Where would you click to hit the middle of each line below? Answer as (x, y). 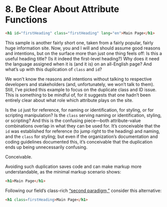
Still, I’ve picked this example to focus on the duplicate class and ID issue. (81, 89)
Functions (26, 20)
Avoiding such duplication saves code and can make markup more (74, 166)
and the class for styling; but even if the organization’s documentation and (82, 136)
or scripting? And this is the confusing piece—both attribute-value (73, 120)
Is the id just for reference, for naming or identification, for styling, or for (80, 110)
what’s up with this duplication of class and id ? (54, 69)
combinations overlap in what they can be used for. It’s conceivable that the (83, 125)
